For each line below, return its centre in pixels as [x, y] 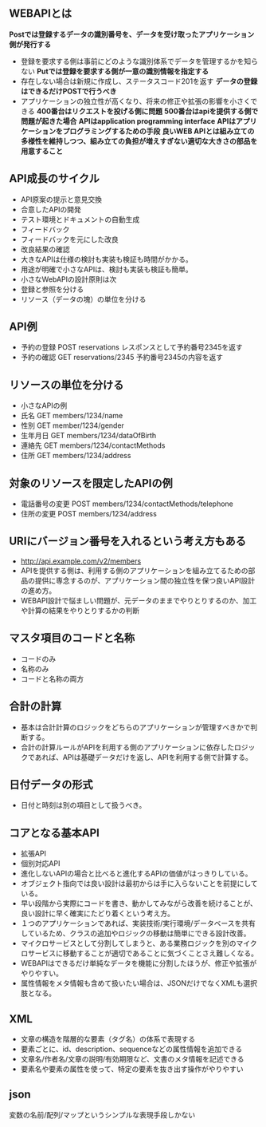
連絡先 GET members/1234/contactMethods [93, 445]
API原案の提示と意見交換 [61, 199]
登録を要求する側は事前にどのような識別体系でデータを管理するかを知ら [139, 61]
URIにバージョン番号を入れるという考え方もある [127, 542]
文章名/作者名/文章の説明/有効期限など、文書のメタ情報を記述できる [132, 1058]
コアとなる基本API [55, 833]
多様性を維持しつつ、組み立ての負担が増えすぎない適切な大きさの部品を [139, 140]
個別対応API [40, 864]
